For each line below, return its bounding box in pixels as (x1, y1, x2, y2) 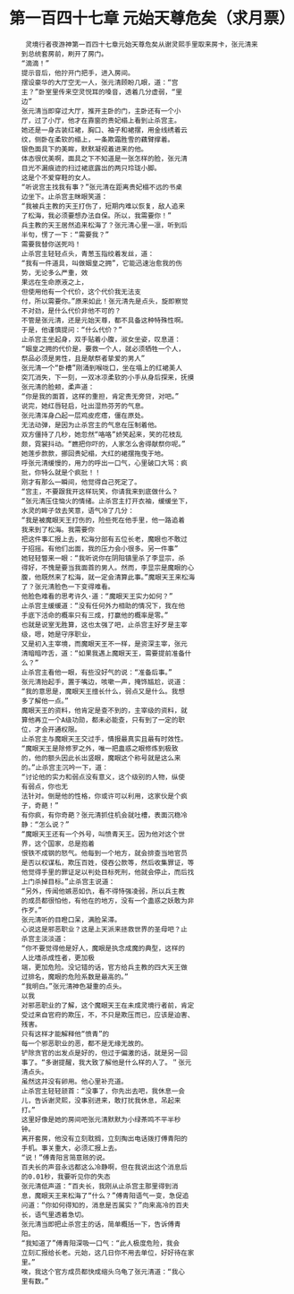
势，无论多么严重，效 (21, 268, 88, 278)
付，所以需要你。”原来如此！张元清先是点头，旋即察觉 (21, 296, 189, 305)
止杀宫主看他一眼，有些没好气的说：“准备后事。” (21, 668, 172, 677)
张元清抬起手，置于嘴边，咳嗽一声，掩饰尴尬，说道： (21, 677, 188, 686)
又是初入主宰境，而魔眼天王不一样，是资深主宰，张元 (21, 639, 188, 648)
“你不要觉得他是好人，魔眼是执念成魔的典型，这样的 (21, 944, 186, 953)
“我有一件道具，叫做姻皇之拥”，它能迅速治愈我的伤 (21, 259, 183, 268)
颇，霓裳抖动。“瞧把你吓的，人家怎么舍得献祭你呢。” (21, 440, 186, 449)
